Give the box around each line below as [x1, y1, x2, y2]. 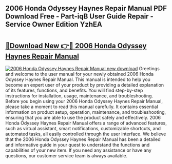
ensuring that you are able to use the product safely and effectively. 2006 [5, 115, 161, 120]
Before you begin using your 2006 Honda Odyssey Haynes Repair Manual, [5, 98, 163, 104]
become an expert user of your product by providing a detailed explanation [5, 82, 164, 88]
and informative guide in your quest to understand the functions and [5, 142, 150, 148]
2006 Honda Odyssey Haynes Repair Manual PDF [5, 4, 167, 13]
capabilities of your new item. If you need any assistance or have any [5, 147, 151, 153]
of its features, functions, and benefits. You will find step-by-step [5, 87, 143, 93]
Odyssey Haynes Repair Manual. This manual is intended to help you [5, 76, 150, 83]
